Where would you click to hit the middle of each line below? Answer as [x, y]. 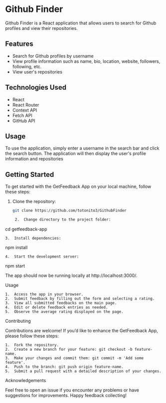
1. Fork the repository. [32, 345]
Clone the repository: [34, 201]
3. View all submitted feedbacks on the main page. [61, 303]
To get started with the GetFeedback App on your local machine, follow [78, 187]
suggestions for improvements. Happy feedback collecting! [66, 395]
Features [19, 44]
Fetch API [22, 115]
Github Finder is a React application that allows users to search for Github [81, 23]
